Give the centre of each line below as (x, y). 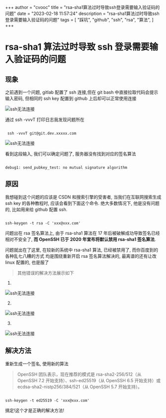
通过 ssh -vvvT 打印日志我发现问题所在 (45, 119)
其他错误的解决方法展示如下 (46, 273)
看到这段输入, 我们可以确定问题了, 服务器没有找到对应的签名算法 (71, 154)
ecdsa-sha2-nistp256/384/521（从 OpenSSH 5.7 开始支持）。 (80, 387)
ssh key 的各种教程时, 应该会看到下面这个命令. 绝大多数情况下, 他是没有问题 (82, 203)
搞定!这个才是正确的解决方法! (35, 410)
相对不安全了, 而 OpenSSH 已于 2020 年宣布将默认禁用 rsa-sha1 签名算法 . (81, 239)
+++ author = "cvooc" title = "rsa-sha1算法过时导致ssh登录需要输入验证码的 (83, 7)
